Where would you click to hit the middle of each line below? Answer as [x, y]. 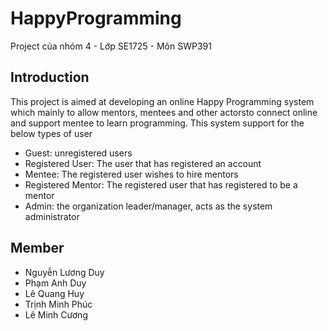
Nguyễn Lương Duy [64, 272]
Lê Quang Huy [54, 293]
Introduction [50, 77]
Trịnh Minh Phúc [58, 304]
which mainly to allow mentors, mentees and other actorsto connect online [164, 112]
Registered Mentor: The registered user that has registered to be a [161, 184]
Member [37, 248]
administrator [52, 216]
